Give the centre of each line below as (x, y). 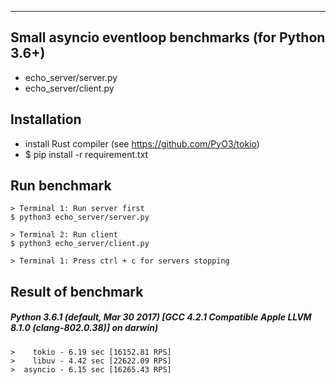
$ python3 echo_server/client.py (80, 244)
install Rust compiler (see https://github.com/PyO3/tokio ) (142, 143)
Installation (46, 119)
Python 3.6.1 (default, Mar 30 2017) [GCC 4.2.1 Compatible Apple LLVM (161, 317)
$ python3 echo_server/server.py (80, 217)
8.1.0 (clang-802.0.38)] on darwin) (84, 328)
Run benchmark (61, 186)
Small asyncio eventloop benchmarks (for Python (168, 37)
